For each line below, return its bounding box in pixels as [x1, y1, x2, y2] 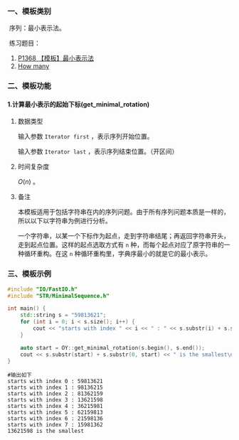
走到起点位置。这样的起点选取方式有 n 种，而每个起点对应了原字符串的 [17, 240, 224, 249]
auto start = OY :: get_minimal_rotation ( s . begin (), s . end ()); [20, 344, 205, 351]
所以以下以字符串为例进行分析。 [17, 217, 112, 225]
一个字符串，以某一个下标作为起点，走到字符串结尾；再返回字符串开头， [17, 232, 230, 240]
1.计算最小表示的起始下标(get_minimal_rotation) [7, 100, 150, 108]
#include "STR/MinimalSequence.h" [7, 292, 110, 299]
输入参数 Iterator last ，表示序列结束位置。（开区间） [17, 147, 179, 156]
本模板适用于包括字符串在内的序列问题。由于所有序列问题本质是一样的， [17, 208, 230, 216]
